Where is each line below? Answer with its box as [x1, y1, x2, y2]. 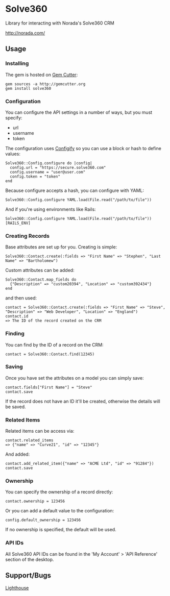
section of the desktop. [5, 556, 54, 562]
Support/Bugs [5, 571, 51, 580]
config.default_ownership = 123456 [5, 517, 81, 523]
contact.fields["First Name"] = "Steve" [5, 385, 93, 390]
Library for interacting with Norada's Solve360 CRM [5, 20, 115, 26]
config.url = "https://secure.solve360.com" [10, 165, 106, 170]
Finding [5, 330, 25, 337]
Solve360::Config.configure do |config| [5, 160, 93, 166]
